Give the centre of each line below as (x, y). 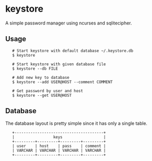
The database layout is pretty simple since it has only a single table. (77, 123)
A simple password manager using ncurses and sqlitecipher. (69, 23)
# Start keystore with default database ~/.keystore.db (73, 51)
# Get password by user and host (47, 91)
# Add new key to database (41, 77)
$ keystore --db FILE (35, 69)
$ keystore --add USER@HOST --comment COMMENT (62, 82)
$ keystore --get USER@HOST (42, 95)
